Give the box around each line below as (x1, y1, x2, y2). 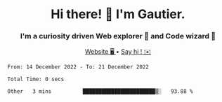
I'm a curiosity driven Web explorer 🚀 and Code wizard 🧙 (20, 31, 216, 41)
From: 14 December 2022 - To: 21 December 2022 (7, 64, 150, 71)
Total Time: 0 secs (7, 76, 65, 83)
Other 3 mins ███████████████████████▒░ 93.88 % (7, 88, 193, 95)
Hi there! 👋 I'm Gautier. (51, 6, 185, 22)
